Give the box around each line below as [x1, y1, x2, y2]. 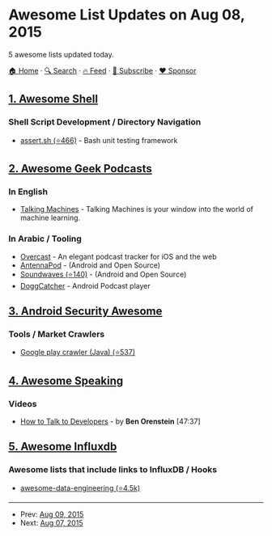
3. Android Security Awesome [8, 305, 163, 318]
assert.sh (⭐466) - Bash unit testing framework [19, 135, 178, 145]
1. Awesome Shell [8, 92, 99, 106]
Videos [8, 398, 37, 409]
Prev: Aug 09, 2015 [19, 509, 84, 519]
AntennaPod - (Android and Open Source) [19, 260, 160, 270]
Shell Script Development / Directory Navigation [8, 116, 202, 128]
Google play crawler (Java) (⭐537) [19, 348, 136, 357]
